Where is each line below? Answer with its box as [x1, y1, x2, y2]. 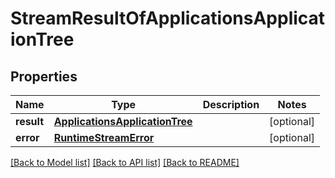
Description [202, 98, 260, 111]
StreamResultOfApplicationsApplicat [10, 7, 326, 30]
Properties [10, 68, 78, 85]
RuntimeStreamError [53, 131, 155, 144]
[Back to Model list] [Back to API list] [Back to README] [10, 157, 240, 168]
